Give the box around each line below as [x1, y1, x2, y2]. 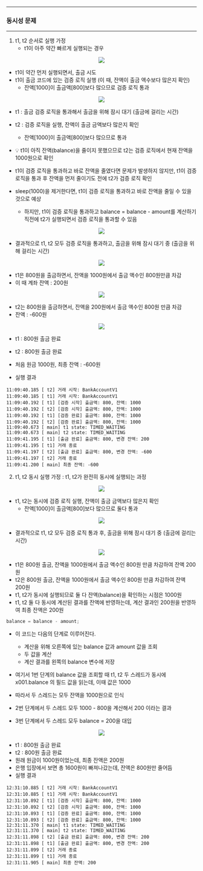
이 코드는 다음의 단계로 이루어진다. [14, 630, 96, 637]
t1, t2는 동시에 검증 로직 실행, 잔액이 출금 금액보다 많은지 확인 [14, 498, 159, 505]
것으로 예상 [14, 195, 42, 203]
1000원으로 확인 [14, 154, 54, 162]
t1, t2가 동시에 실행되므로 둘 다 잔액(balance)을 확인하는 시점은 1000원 [14, 591, 182, 599]
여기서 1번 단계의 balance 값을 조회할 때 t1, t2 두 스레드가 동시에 [14, 671, 166, 679]
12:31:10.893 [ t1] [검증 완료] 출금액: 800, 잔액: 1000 [6, 810, 141, 817]
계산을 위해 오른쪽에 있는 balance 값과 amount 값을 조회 [24, 643, 158, 651]
